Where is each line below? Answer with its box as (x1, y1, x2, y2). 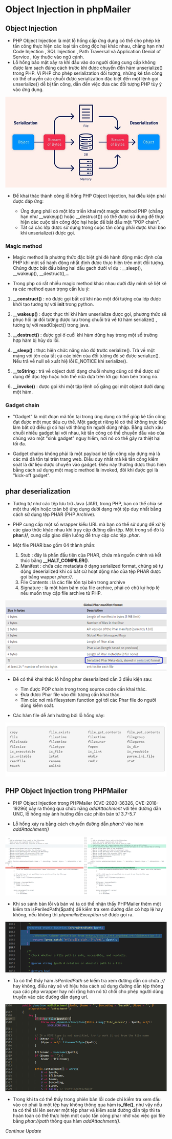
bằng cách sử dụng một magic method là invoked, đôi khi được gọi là (12, 467, 159, 473)
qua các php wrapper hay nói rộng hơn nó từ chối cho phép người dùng (12, 988, 164, 995)
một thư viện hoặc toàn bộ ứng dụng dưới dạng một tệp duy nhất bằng (12, 506, 161, 512)
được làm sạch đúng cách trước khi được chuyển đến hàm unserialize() (12, 65, 163, 71)
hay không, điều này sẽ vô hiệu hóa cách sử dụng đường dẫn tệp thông (12, 983, 163, 989)
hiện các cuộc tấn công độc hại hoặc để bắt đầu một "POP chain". (20, 219, 160, 225)
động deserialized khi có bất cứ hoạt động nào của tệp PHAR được (20, 568, 161, 574)
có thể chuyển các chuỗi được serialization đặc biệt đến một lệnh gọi (12, 76, 159, 81)
